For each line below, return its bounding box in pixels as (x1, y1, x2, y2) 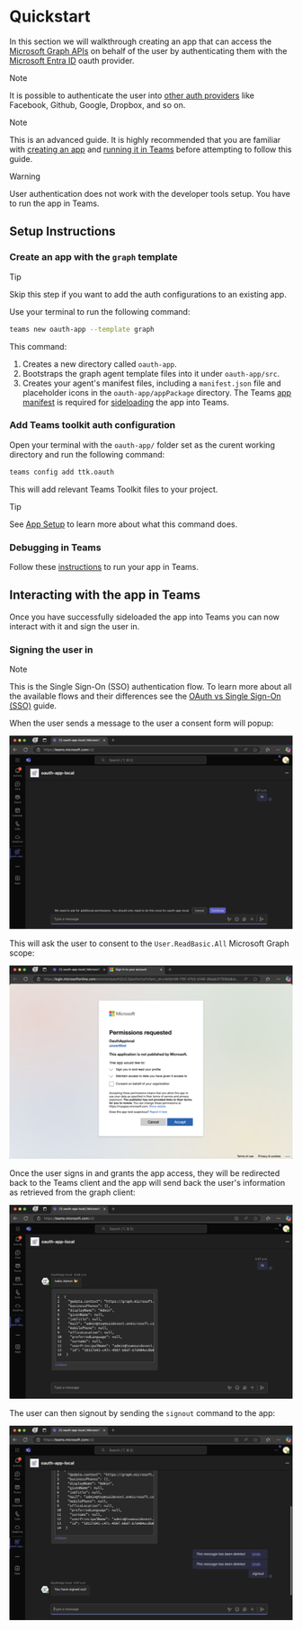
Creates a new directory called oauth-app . (22, 358, 177, 370)
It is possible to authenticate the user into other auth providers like (9, 90, 254, 101)
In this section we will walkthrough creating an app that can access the (9, 36, 272, 47)
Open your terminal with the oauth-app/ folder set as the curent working (9, 439, 276, 450)
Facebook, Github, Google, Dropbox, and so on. (9, 99, 186, 110)
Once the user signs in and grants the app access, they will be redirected (9, 1167, 280, 1179)
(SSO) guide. (9, 700, 57, 711)
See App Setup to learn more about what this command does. (9, 519, 238, 530)
